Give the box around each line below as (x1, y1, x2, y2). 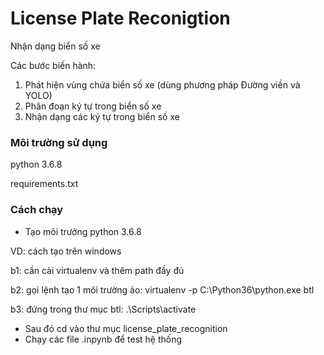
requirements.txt (10, 178, 79, 190)
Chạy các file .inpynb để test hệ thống (24, 333, 183, 345)
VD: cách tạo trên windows (10, 245, 122, 257)
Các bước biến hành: (10, 59, 97, 71)
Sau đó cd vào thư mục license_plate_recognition (24, 322, 228, 334)
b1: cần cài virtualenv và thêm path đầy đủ (10, 264, 185, 276)
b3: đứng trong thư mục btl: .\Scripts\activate (10, 303, 197, 315)
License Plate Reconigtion (10, 7, 231, 30)
